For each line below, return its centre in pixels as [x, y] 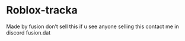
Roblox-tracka [42, 10]
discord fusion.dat [28, 32]
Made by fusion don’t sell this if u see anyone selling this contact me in [92, 26]
